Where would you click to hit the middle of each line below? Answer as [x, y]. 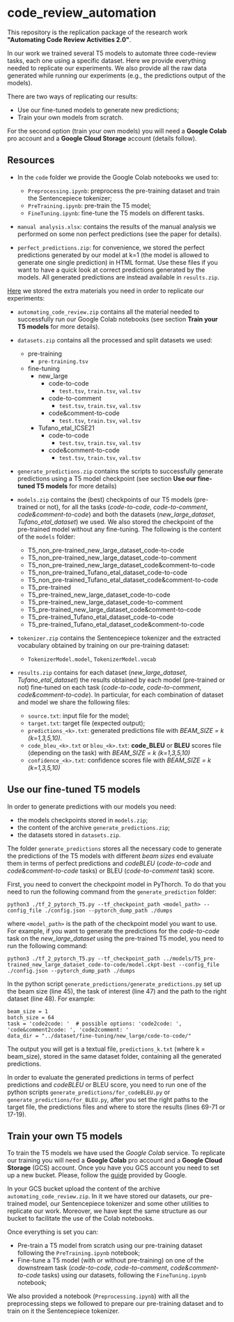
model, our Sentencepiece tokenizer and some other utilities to [119, 1204]
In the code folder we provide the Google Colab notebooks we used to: [118, 177]
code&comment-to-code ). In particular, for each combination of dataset [120, 695]
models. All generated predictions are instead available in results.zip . [118, 277]
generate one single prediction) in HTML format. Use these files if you [117, 262]
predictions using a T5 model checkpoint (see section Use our [107, 478]
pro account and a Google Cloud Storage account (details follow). [102, 138]
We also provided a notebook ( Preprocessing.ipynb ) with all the [98, 1296]
